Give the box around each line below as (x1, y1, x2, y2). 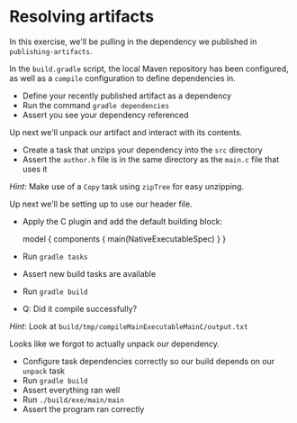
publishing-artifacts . (9, 45, 93, 56)
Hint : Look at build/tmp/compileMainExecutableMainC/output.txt (9, 320, 248, 331)
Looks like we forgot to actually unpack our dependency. (9, 338, 220, 349)
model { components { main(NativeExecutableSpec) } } (22, 233, 227, 244)
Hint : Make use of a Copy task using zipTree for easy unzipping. (9, 180, 245, 191)
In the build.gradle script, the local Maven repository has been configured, (9, 63, 289, 74)
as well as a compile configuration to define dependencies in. (9, 72, 236, 83)
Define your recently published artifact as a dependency (22, 90, 232, 101)
